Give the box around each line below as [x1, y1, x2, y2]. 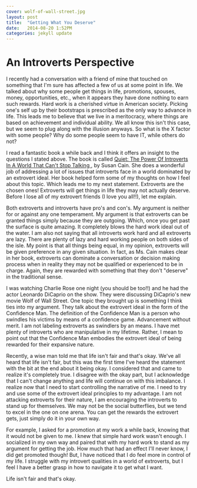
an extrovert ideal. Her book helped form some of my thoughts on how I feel [6, 174, 190, 181]
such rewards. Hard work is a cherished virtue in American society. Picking [6, 101, 188, 108]
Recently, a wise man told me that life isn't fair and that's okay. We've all [6, 353, 181, 360]
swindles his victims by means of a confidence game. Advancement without [6, 316, 191, 323]
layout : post [6, 14, 38, 20]
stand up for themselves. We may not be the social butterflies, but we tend [6, 403, 187, 410]
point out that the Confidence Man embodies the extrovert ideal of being [6, 335, 182, 342]
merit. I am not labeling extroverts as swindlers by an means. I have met [6, 322, 180, 330]
